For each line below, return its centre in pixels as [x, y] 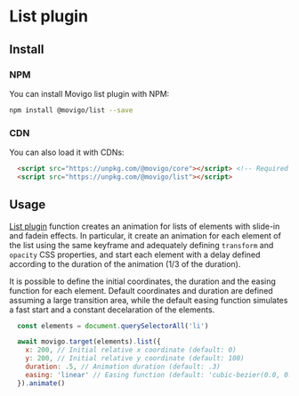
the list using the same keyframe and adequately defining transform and [141, 245]
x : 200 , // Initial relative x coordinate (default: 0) [131, 350]
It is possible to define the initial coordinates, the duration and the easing [142, 281]
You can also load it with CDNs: [67, 152]
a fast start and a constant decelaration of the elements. [112, 310]
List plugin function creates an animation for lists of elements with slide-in [145, 226]
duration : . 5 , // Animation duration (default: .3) [123, 367]
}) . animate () [41, 383]
